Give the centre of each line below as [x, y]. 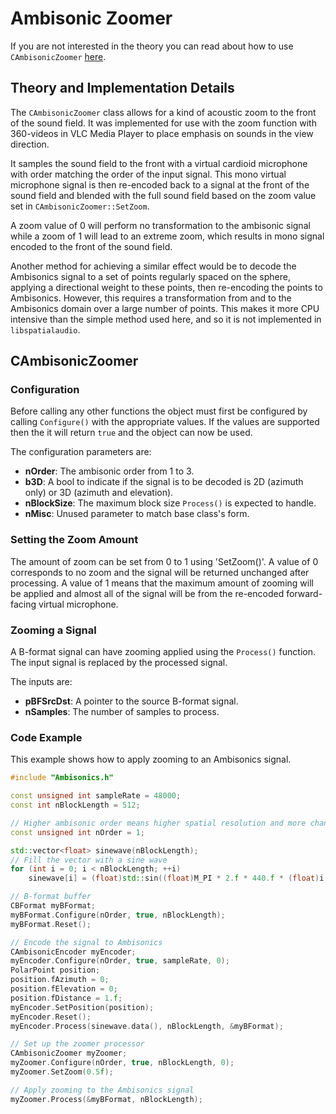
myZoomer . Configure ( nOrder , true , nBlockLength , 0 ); [122, 1063]
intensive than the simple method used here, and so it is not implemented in [166, 319]
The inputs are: [41, 682]
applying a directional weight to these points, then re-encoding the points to [166, 287]
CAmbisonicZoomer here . [58, 56]
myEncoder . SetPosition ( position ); [82, 1007]
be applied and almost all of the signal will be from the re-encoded [147, 593]
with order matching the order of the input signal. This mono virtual [148, 174]
